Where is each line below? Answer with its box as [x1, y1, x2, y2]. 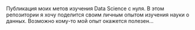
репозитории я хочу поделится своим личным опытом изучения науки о [6, 11, 190, 18]
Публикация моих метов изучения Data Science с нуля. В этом [6, 5, 164, 12]
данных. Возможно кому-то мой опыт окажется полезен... [6, 18, 154, 24]
